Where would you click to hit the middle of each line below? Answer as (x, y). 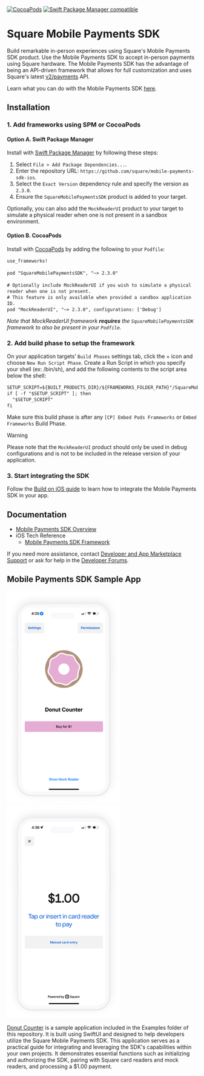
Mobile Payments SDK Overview (56, 529)
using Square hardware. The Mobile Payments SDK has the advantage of (98, 63)
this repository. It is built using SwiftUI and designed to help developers (96, 1034)
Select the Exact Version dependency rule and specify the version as (102, 184)
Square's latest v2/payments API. (48, 77)
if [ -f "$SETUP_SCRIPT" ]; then (49, 393)
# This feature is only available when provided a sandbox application (99, 297)
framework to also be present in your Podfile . (64, 327)
